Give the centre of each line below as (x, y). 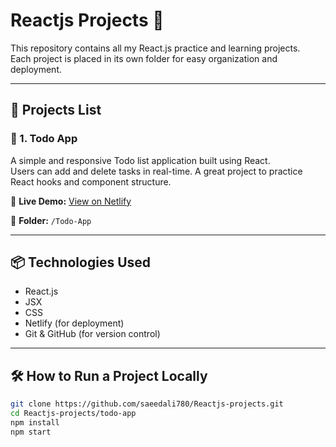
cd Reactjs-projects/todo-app (73, 414)
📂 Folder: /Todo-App (51, 220)
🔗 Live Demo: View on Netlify (71, 201)
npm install (35, 423)
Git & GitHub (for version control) (92, 334)
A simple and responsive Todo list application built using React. (140, 160)
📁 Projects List (56, 110)
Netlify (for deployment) (74, 323)
